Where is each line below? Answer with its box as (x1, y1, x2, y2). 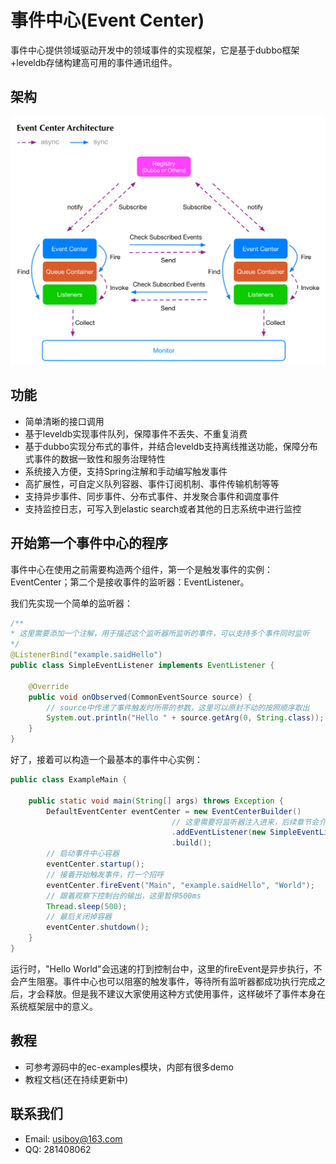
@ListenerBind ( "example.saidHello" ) (10, 650, 163, 660)
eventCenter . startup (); (46, 859, 145, 870)
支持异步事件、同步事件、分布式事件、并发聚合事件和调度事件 (24, 490, 280, 502)
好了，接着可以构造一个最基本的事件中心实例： (10, 754, 203, 766)
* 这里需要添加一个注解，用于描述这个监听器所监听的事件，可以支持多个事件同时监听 (10, 629, 310, 639)
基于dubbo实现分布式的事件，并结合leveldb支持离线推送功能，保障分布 (24, 440, 318, 452)
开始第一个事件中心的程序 (10, 535, 168, 552)
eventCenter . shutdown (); (46, 922, 150, 933)
